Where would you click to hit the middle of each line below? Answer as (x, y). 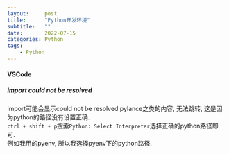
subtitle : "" (29, 26)
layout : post (32, 14)
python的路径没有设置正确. (51, 117)
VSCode (19, 74)
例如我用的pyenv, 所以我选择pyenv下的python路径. (80, 144)
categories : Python (35, 40)
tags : (15, 46)
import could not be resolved (50, 90)
